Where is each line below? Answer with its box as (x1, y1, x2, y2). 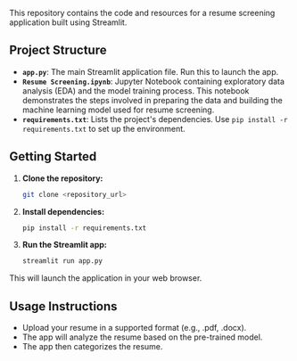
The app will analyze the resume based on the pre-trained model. (21, 332, 263, 342)
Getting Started (9, 149, 97, 164)
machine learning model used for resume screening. (21, 104, 215, 115)
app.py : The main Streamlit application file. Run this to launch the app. (21, 66, 279, 77)
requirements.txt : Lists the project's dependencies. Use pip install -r (21, 113, 288, 124)
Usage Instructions (9, 299, 118, 314)
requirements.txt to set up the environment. (21, 123, 186, 134)
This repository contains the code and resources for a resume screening (9, 8, 276, 18)
